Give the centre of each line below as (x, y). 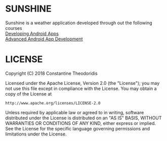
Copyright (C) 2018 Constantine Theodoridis (51, 73)
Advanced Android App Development (44, 39)
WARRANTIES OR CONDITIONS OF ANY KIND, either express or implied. (80, 123)
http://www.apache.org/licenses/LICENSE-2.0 (53, 103)
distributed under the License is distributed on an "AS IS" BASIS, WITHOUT (83, 118)
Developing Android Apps (32, 33)
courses (14, 28)
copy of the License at (29, 93)
